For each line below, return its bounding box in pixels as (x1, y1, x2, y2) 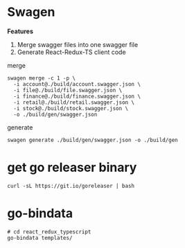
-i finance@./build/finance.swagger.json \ (13, 93, 141, 100)
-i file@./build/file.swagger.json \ (13, 87, 123, 94)
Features (7, 27, 33, 35)
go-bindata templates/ (7, 234, 73, 241)
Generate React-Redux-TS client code (17, 48, 126, 56)
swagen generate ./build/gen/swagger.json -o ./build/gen (7, 136, 178, 143)
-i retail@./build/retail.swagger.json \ (13, 98, 135, 106)
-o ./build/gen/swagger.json (13, 111, 98, 118)
